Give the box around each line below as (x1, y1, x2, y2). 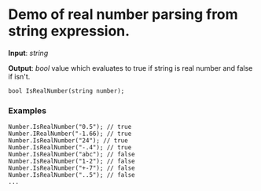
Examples (8, 105, 47, 116)
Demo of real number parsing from (8, 6, 238, 24)
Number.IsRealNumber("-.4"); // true (8, 144, 132, 152)
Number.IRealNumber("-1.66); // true (8, 130, 132, 138)
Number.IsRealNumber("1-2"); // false (8, 157, 135, 166)
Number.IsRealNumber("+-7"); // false (8, 164, 135, 172)
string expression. (8, 22, 130, 40)
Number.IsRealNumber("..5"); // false (8, 171, 135, 179)
